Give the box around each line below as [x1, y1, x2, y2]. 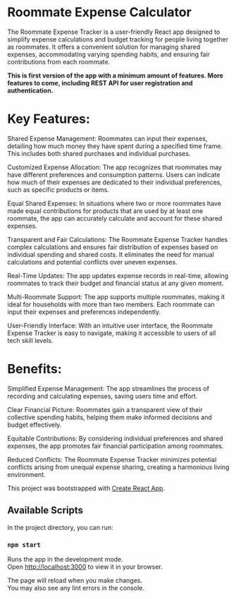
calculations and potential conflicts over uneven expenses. [7, 258, 178, 266]
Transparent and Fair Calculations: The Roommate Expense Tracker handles [7, 235, 228, 243]
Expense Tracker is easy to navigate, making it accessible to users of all [7, 329, 216, 337]
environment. [7, 470, 46, 478]
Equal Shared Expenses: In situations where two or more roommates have [7, 199, 222, 207]
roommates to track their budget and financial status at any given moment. [7, 279, 224, 287]
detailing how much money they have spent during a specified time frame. [7, 142, 223, 150]
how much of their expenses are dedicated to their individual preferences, [7, 178, 222, 186]
